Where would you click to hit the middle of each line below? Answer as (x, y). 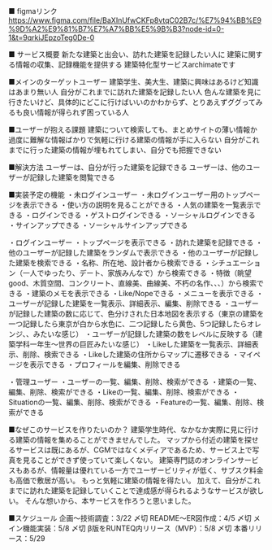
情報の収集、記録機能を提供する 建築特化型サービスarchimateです (125, 64)
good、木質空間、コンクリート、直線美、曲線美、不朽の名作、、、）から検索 (133, 283)
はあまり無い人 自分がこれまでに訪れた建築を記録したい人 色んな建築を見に (135, 92)
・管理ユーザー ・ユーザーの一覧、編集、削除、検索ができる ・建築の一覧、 (135, 382)
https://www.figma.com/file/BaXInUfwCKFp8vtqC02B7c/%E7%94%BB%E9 (135, 20)
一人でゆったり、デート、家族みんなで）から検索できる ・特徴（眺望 (137, 273)
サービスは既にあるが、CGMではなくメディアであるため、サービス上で (134, 450)
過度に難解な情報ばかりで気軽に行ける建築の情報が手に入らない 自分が (127, 140)
